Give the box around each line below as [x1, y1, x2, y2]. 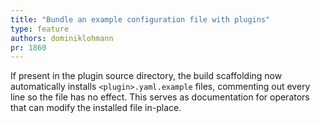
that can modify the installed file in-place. [10, 102, 182, 114]
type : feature [10, 24, 70, 34]
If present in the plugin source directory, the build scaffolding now [10, 70, 283, 82]
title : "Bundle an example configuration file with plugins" [10, 14, 271, 25]
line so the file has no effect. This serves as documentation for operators [10, 91, 310, 103]
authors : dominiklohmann [10, 33, 114, 43]
